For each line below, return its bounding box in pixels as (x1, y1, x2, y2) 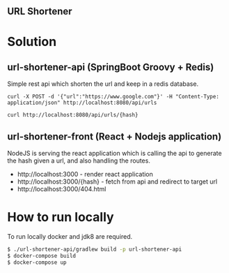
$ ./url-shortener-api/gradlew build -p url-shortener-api (7, 246, 182, 253)
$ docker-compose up (7, 258, 68, 266)
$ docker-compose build (7, 253, 77, 260)
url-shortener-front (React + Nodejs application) (7, 131, 222, 142)
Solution (7, 34, 57, 50)
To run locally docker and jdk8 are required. (7, 233, 133, 241)
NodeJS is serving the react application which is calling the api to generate (7, 149, 222, 158)
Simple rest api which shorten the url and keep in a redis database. (7, 80, 199, 88)
